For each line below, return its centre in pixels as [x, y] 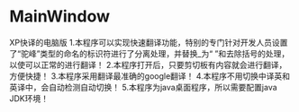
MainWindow [60, 17]
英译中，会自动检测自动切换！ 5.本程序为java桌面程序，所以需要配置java [143, 87]
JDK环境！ [29, 98]
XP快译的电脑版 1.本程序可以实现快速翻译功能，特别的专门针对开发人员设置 [149, 42]
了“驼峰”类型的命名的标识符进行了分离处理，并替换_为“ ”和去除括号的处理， [149, 53]
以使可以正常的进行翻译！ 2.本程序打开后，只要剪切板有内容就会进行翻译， [148, 65]
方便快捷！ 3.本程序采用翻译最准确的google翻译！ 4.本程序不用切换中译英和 [150, 76]
